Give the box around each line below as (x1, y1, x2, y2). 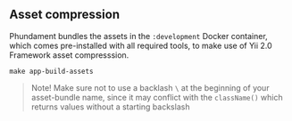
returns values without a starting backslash (30, 101, 190, 112)
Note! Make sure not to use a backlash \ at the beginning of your (30, 82, 270, 93)
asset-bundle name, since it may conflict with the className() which (30, 92, 283, 102)
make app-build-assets (9, 67, 94, 76)
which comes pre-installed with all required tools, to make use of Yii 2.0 (9, 40, 272, 51)
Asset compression (9, 7, 121, 22)
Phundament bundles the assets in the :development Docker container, (9, 30, 268, 41)
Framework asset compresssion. (9, 49, 129, 60)
